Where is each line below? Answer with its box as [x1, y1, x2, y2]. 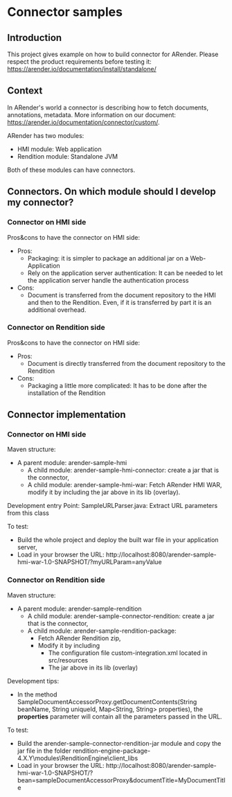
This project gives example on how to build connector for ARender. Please [7, 50, 219, 58]
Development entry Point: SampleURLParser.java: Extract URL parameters [7, 502, 218, 510]
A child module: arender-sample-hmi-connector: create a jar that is [27, 466, 220, 475]
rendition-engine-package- [72, 746, 151, 755]
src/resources [48, 656, 89, 664]
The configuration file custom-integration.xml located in [48, 649, 208, 657]
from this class [7, 509, 50, 517]
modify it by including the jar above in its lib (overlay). [27, 488, 181, 496]
